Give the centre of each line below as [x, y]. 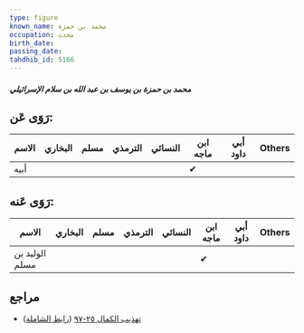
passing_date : [36, 52]
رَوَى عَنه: [32, 201]
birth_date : [32, 43]
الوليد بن [30, 253]
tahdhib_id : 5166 [42, 60]
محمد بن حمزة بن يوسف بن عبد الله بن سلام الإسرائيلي [100, 89]
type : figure [34, 18]
